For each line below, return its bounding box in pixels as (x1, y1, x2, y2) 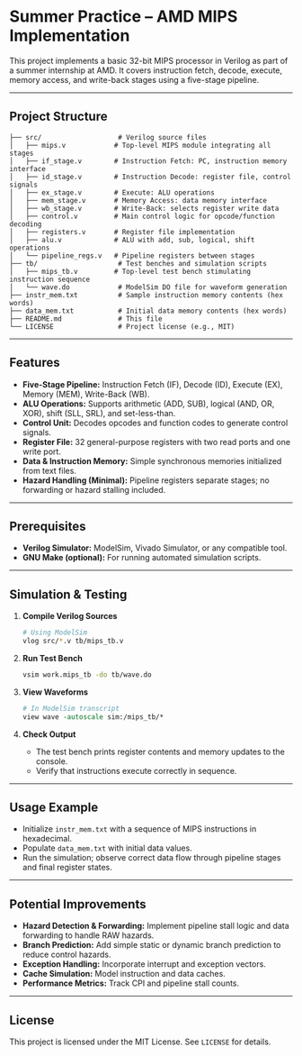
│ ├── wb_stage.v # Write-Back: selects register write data (9, 204, 280, 213)
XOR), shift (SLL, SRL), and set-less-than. (22, 407, 176, 418)
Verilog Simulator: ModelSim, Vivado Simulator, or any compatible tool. (22, 542, 288, 553)
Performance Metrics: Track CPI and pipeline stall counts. (22, 978, 240, 988)
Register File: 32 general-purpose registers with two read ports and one (22, 436, 290, 447)
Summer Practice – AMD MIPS (9, 6, 238, 27)
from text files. (22, 465, 76, 476)
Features (9, 355, 60, 370)
